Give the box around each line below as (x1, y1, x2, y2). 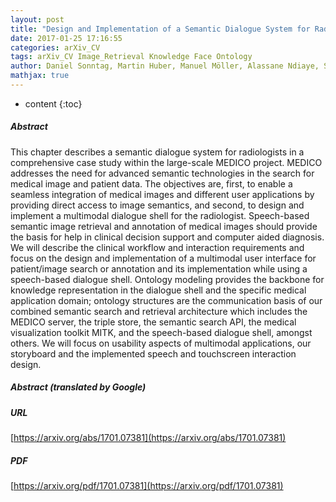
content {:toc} (24, 97, 83, 110)
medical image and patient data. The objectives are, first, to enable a (10, 177, 293, 190)
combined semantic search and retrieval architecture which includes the (10, 305, 308, 317)
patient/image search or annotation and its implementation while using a (10, 262, 308, 275)
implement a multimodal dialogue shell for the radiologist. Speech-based (10, 209, 310, 221)
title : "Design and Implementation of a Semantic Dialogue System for (10, 24, 311, 34)
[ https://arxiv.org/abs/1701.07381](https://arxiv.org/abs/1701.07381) (10, 432, 287, 444)
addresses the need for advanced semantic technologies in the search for (10, 167, 315, 179)
